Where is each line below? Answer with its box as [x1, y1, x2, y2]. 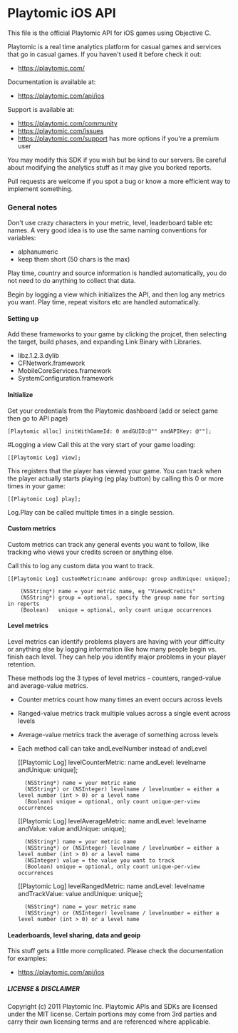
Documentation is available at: [7, 77, 96, 86]
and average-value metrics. [7, 682, 89, 690]
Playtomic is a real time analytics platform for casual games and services [7, 42, 222, 51]
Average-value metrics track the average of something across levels [17, 731, 219, 739]
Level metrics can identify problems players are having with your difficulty [7, 637, 225, 646]
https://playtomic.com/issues [17, 126, 104, 135]
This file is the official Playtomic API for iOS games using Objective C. [7, 29, 212, 37]
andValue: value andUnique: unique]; [17, 825, 127, 833]
